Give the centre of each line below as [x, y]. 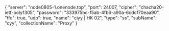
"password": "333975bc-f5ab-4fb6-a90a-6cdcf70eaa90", [99, 12]
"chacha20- [151, 7]
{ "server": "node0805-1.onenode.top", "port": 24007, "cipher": [71, 7]
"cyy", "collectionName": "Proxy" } [41, 23]
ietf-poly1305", [20, 12]
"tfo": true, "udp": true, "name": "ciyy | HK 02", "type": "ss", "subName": [81, 18]
